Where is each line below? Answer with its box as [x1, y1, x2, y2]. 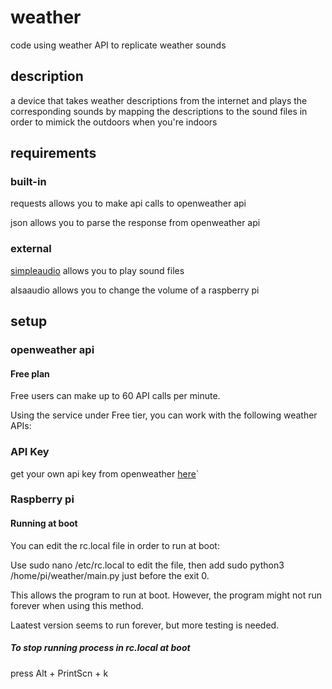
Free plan [10, 367, 50, 380]
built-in [10, 175, 47, 189]
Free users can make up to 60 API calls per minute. [10, 390, 221, 402]
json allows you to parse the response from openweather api [10, 217, 261, 229]
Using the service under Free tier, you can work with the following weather [10, 409, 318, 421]
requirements [10, 145, 97, 162]
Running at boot [10, 517, 78, 530]
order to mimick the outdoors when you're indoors [10, 116, 218, 128]
